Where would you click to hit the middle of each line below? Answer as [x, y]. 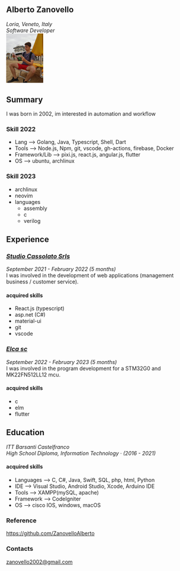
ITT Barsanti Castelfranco [38, 446]
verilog [32, 221]
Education [25, 433]
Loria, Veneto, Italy [29, 24]
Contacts [20, 549]
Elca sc [17, 349]
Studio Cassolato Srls [38, 256]
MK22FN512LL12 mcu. [33, 374]
